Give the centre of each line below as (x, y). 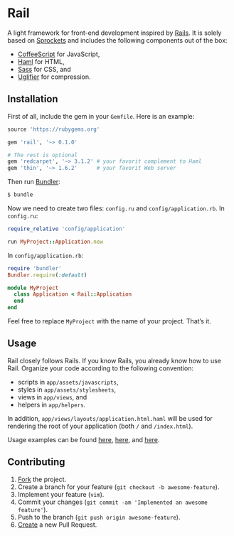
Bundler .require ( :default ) (47, 275)
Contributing (36, 462)
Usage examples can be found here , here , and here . (84, 439)
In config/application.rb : (46, 255)
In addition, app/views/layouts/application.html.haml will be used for (110, 418)
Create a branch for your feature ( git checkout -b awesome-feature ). (118, 487)
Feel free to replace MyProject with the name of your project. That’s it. (109, 321)
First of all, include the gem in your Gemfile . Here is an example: (101, 116)
